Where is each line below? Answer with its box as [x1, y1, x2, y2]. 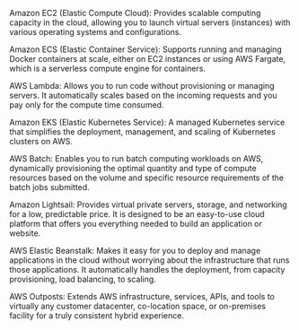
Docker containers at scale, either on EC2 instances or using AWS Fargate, [9, 54, 286, 64]
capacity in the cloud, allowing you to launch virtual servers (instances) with [9, 17, 291, 28]
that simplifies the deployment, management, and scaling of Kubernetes [9, 126, 276, 137]
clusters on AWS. [9, 136, 74, 146]
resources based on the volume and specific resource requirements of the [9, 172, 285, 183]
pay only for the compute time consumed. [9, 100, 164, 110]
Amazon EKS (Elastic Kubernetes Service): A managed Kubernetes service [9, 117, 286, 127]
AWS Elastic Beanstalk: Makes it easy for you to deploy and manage [9, 246, 261, 256]
